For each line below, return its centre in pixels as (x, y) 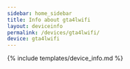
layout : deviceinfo (35, 26)
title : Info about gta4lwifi (49, 20)
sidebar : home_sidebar (40, 13)
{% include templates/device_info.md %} (65, 58)
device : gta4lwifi (33, 39)
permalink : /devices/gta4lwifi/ (53, 32)
